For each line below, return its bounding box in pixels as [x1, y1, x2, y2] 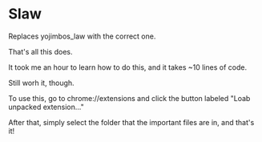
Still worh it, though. [8, 78, 75, 87]
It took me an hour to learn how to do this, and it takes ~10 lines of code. [8, 62, 247, 72]
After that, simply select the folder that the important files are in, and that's [8, 117, 255, 127]
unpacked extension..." [8, 102, 84, 112]
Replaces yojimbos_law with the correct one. [8, 31, 156, 41]
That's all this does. [8, 47, 73, 56]
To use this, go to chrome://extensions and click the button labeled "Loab [8, 93, 251, 103]
